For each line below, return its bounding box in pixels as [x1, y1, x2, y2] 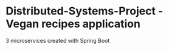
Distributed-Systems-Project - [5, 4, 164, 18]
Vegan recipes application [5, 17, 141, 31]
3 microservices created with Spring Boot [5, 37, 110, 44]
